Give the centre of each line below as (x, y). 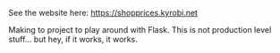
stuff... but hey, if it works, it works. (73, 39)
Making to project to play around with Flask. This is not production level (140, 30)
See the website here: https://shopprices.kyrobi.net (103, 13)
